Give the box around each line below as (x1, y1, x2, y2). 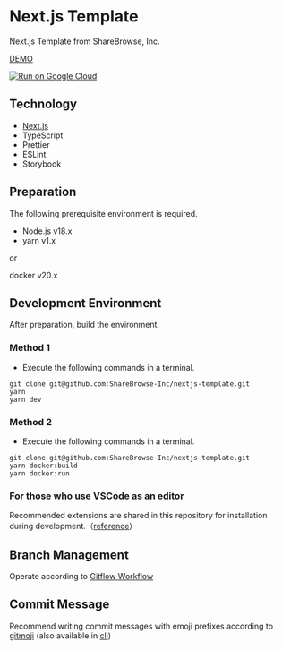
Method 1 (9, 342, 51, 355)
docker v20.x (9, 269, 58, 280)
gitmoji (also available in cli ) (9, 629, 112, 641)
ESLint (21, 149, 47, 159)
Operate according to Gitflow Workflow (9, 571, 154, 582)
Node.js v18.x (21, 226, 73, 236)
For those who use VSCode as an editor (9, 490, 184, 502)
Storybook (21, 158, 62, 169)
